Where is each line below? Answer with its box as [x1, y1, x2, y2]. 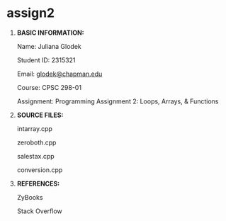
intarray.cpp [16, 124, 52, 132]
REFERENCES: [16, 179, 60, 188]
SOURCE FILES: [16, 110, 64, 119]
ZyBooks [16, 193, 43, 201]
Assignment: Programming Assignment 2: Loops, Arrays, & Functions [16, 97, 219, 106]
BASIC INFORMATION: [16, 28, 84, 37]
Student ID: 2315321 [16, 55, 76, 64]
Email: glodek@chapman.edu [16, 69, 103, 78]
